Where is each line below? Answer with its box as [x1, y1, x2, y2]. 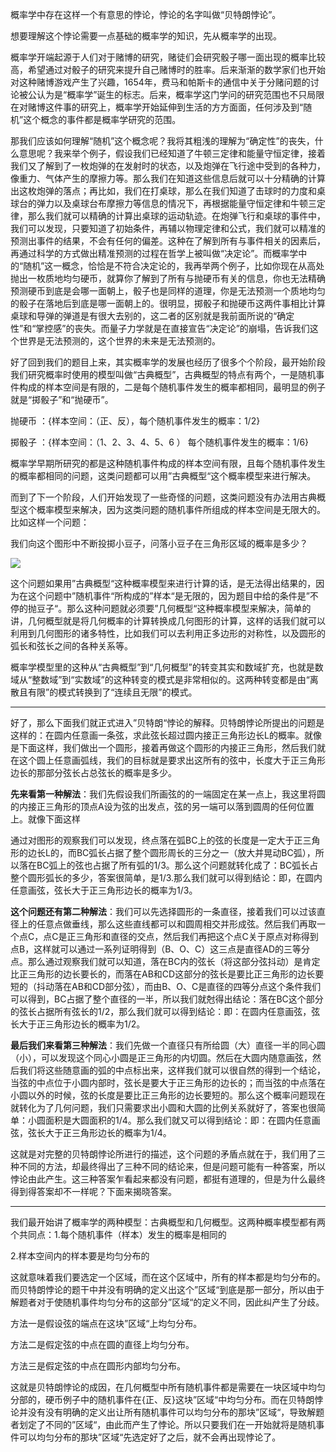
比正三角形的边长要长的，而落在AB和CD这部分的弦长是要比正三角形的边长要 [10, 968, 325, 980]
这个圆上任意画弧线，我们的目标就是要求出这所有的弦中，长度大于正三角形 [18, 754, 326, 766]
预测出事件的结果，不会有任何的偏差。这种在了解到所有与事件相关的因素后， [10, 235, 326, 247]
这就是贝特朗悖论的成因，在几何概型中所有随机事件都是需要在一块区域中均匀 [10, 1381, 326, 1393]
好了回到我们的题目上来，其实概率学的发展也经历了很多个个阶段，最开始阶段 [10, 356, 326, 368]
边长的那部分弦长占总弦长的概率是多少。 [10, 767, 177, 778]
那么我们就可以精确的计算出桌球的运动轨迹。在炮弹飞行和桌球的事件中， [27, 210, 326, 222]
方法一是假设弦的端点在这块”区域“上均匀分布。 [10, 1318, 203, 1329]
